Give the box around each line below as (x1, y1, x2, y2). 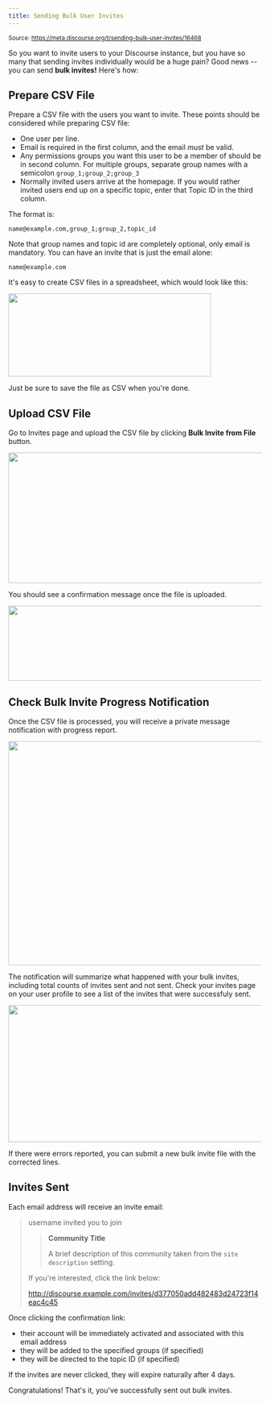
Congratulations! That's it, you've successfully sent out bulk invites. (8, 1385, 232, 1395)
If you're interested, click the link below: (27, 1272, 161, 1282)
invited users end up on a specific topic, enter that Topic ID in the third (19, 185, 253, 195)
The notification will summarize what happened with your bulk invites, (8, 972, 239, 982)
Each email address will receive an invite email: (8, 1202, 164, 1211)
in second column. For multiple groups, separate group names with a (19, 160, 248, 169)
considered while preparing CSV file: (8, 118, 130, 128)
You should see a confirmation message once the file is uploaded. (8, 590, 227, 600)
